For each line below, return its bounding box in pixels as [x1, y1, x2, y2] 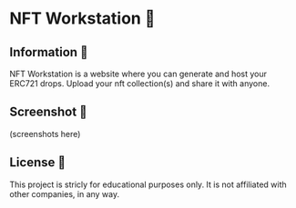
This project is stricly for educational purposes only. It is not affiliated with [9, 179, 287, 190]
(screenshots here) [9, 128, 81, 139]
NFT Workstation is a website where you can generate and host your [9, 68, 267, 79]
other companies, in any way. [9, 188, 120, 199]
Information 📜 [9, 45, 88, 60]
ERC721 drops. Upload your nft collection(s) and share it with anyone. [9, 78, 270, 89]
